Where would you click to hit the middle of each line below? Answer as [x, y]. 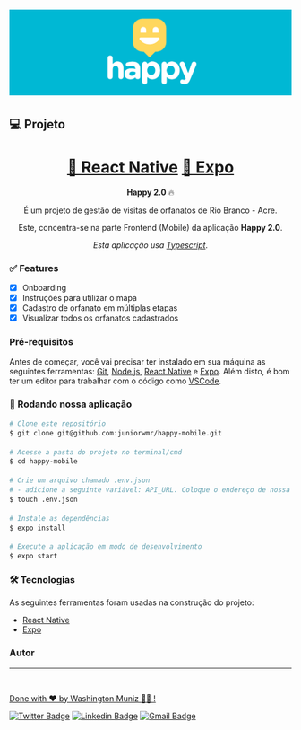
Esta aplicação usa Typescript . [150, 245]
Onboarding [44, 288]
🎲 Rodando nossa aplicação [71, 404]
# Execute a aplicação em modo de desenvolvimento [106, 547]
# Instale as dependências [60, 518]
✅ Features [34, 268]
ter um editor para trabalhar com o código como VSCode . [116, 381]
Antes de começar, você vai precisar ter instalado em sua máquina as [138, 361]
